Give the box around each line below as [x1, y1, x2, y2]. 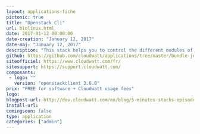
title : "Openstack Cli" [6, 20, 65, 25]
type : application [6, 113, 52, 119]
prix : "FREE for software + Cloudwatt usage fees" [6, 86, 135, 92]
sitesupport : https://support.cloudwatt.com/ [6, 63, 121, 70]
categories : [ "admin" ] [6, 119, 62, 125]
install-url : [6, 102, 39, 109]
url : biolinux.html [6, 25, 55, 31]
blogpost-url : [6, 97, 42, 103]
